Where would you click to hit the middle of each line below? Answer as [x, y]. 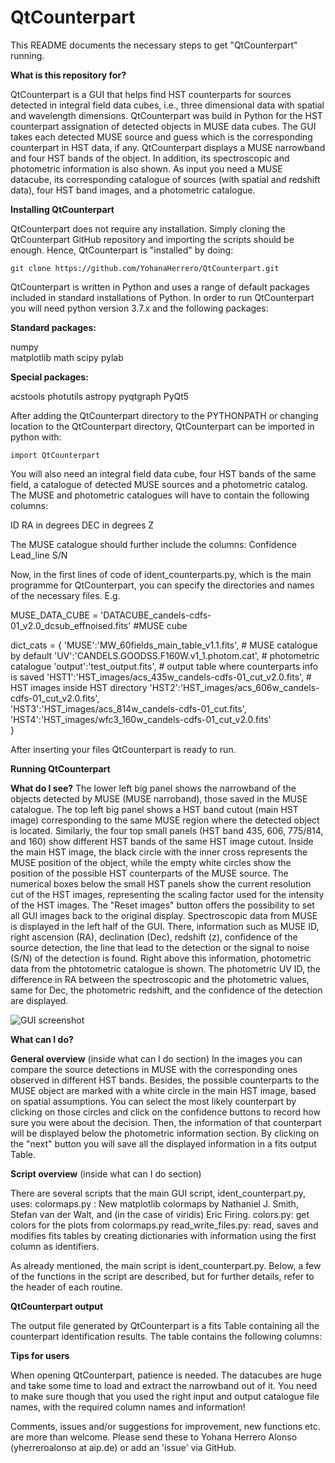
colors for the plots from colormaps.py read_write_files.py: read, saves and [164, 1225]
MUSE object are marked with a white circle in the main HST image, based [163, 1090]
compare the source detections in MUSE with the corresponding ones [154, 1069]
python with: [36, 437]
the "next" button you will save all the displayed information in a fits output [163, 1143]
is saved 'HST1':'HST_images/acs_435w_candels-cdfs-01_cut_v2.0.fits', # [161, 677]
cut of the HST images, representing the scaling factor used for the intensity [167, 894]
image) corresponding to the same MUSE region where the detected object [165, 820]
